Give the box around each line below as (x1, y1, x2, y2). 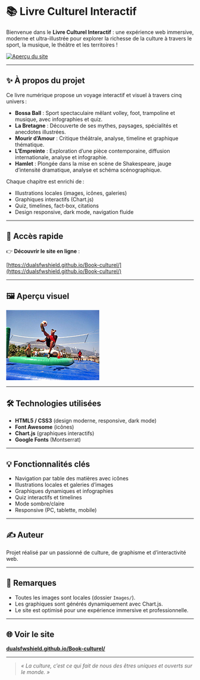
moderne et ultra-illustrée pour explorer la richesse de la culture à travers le (6, 35, 192, 42)
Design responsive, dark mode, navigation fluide (14, 208, 134, 215)
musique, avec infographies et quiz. (14, 116, 103, 123)
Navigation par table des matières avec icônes (14, 475, 129, 482)
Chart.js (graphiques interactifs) (14, 430, 95, 437)
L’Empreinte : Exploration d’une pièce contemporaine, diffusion (14, 147, 170, 154)
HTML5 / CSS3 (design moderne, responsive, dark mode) (14, 417, 157, 424)
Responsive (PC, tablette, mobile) (14, 507, 97, 513)
